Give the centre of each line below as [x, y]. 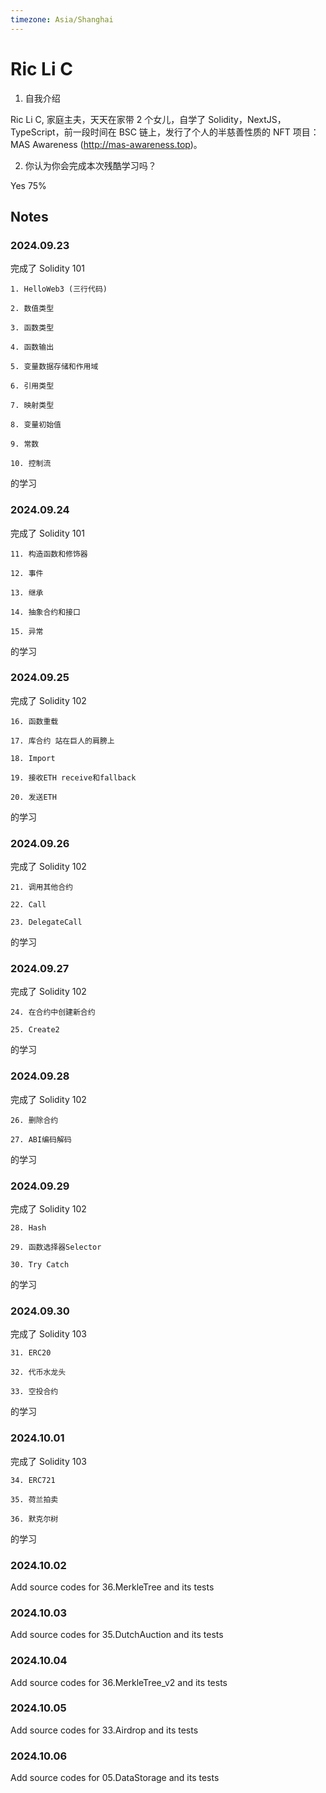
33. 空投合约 [34, 1392]
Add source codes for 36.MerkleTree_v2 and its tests [119, 1682]
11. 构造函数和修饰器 [49, 554]
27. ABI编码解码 [41, 1139]
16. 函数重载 [34, 721]
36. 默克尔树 [34, 1519]
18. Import [33, 758]
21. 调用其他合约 [41, 887]
